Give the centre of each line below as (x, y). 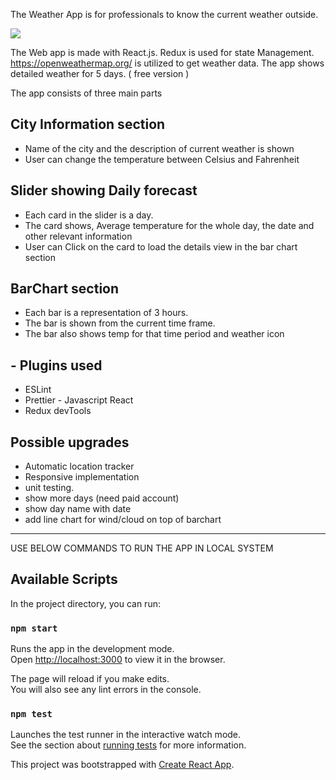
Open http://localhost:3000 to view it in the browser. (118, 660)
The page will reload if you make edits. (90, 679)
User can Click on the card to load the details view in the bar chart (161, 246)
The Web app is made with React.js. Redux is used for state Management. (162, 52)
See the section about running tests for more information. (128, 745)
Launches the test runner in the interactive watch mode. (126, 735)
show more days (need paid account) (102, 498)
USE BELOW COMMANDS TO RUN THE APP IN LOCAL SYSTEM (142, 548)
